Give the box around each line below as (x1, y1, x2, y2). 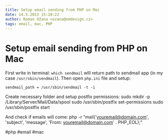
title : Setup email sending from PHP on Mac (5, 7, 100, 12)
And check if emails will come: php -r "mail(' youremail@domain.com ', (5, 114, 149, 120)
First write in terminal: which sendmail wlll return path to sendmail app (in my (5, 70, 163, 76)
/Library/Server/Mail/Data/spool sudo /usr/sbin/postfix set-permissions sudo (5, 99, 163, 105)
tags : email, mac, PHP (5, 21, 53, 26)
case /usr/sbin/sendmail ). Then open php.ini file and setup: (5, 75, 131, 81)
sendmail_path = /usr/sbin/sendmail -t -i (5, 85, 95, 90)
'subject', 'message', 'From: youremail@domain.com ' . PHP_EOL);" (5, 119, 143, 125)
